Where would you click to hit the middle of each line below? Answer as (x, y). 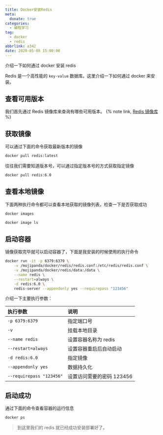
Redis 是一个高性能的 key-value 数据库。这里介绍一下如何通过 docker (75, 76)
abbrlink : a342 (21, 46)
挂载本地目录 (83, 330)
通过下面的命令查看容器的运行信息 (40, 408)
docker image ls (22, 222)
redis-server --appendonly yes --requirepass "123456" (71, 288)
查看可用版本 (25, 99)
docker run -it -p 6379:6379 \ (37, 261)
